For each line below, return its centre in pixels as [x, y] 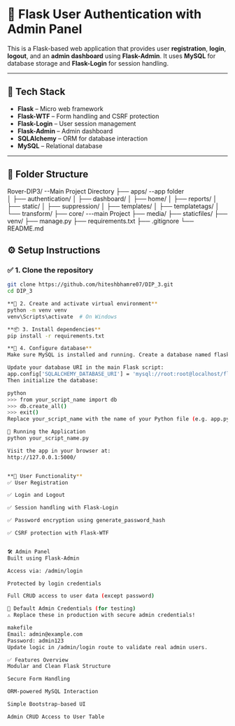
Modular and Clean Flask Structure [59, 667]
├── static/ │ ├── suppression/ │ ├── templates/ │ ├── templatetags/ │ [113, 206]
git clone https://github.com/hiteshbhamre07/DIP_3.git [90, 285]
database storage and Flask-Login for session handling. [88, 63]
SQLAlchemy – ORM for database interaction [83, 138]
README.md [26, 228]
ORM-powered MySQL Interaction [53, 692]
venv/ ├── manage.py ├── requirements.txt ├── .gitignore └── [101, 221]
